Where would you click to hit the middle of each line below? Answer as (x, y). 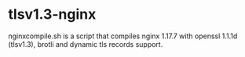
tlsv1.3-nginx (52, 14)
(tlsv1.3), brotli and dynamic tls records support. (86, 44)
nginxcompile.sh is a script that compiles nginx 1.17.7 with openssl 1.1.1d (123, 36)
